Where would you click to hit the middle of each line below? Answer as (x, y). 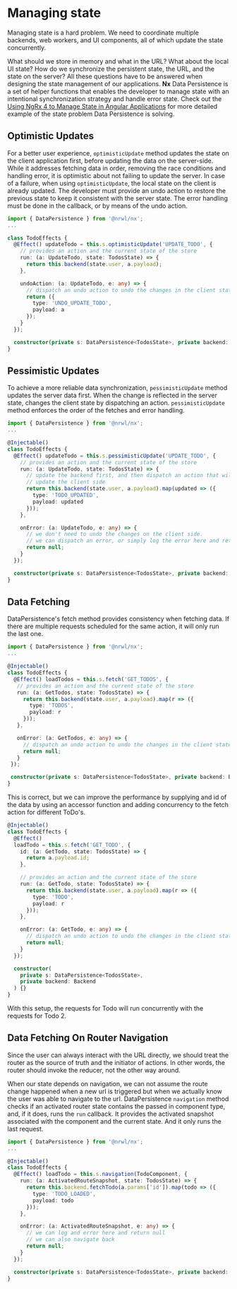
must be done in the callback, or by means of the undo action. (98, 206)
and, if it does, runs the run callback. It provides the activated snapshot (110, 1114)
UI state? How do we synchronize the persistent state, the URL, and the (111, 69)
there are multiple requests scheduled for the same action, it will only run (114, 626)
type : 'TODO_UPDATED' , (66, 495)
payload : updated (58, 502)
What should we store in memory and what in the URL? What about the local (118, 61)
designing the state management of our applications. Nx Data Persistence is (118, 83)
